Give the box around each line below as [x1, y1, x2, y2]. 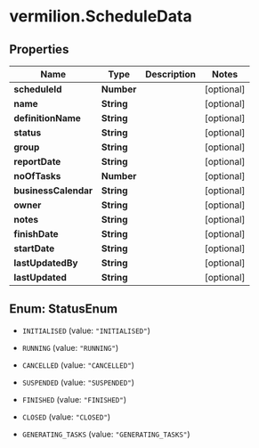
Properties [9, 42, 69, 57]
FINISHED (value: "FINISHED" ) [21, 394, 127, 404]
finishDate [13, 228, 60, 240]
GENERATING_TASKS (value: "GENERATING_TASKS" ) [21, 428, 190, 439]
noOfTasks [13, 170, 61, 182]
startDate [13, 242, 55, 255]
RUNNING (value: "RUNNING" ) [21, 342, 118, 353]
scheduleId [13, 83, 62, 95]
